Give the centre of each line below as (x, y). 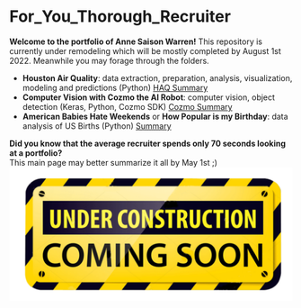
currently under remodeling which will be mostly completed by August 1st (145, 50)
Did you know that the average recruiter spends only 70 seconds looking (147, 143)
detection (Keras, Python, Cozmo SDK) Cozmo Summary (127, 106)
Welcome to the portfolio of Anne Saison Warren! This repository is (136, 41)
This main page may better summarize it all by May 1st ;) (113, 162)
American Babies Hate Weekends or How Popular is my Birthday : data (155, 116)
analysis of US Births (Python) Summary (97, 126)
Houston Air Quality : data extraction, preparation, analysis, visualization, (157, 77)
